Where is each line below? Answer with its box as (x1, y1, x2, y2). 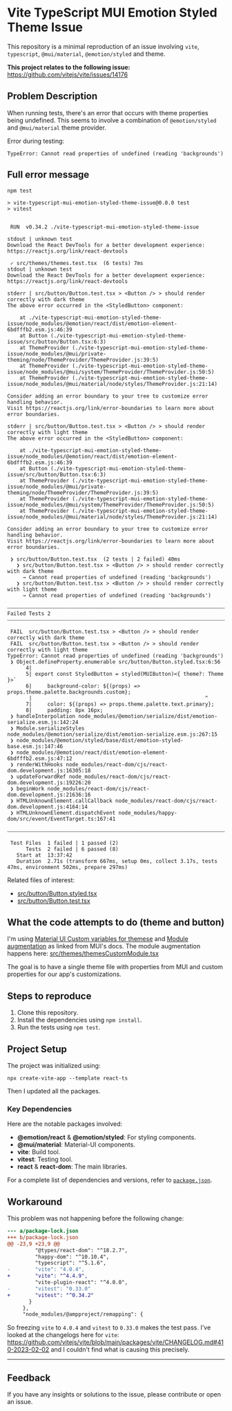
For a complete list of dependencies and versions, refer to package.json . (7, 1176, 213, 1185)
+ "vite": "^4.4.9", (7, 1272, 88, 1280)
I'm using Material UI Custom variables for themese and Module (7, 935, 188, 943)
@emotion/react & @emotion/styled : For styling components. (17, 1133, 197, 1142)
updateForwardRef (16, 773, 67, 780)
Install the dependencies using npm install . (17, 1016, 142, 1024)
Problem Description (7, 90, 98, 102)
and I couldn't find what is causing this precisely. (50, 1345, 190, 1354)
